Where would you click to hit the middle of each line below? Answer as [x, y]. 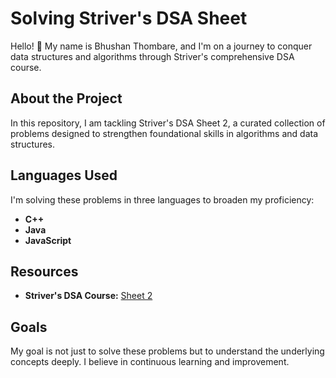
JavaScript [48, 240]
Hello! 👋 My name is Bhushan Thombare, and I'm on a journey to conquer [161, 46]
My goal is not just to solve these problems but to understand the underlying [167, 351]
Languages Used [64, 175]
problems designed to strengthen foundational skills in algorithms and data [164, 133]
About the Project [66, 98]
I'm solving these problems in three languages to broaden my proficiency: [162, 199]
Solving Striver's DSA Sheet [129, 18]
